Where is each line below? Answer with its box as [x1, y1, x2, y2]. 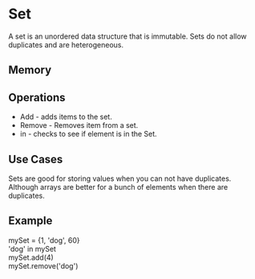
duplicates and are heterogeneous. [8, 39, 124, 49]
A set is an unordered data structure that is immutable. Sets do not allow [8, 31, 247, 41]
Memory [8, 64, 52, 77]
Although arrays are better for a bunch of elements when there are [8, 182, 229, 191]
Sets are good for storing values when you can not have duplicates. [8, 174, 232, 183]
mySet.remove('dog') [8, 261, 79, 270]
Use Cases [8, 152, 63, 166]
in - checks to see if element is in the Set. [19, 129, 158, 139]
